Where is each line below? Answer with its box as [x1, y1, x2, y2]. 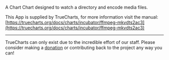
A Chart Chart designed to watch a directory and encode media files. [5, 5, 148, 10]
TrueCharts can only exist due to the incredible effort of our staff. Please [5, 39, 155, 45]
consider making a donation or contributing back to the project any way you [5, 45, 162, 50]
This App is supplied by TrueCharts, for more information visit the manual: [5, 14, 158, 20]
